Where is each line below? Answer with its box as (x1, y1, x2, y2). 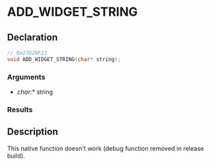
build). (7, 152, 25, 160)
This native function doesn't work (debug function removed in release (7, 144, 204, 152)
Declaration (7, 32, 58, 43)
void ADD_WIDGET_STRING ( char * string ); (7, 56, 121, 62)
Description (7, 126, 58, 138)
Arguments (7, 72, 46, 82)
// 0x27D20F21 (7, 49, 48, 56)
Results (7, 104, 33, 114)
